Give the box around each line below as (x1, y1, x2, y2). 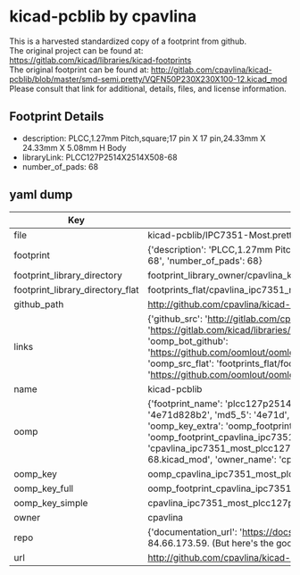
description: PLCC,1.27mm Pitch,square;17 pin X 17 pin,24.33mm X (21, 132, 266, 144)
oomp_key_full (13, 482, 74, 495)
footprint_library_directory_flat (13, 283, 139, 296)
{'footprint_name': (146, 397, 223, 410)
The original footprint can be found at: (9, 64, 149, 75)
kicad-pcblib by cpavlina (9, 6, 197, 27)
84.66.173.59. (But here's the (146, 537, 274, 549)
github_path (13, 297, 64, 310)
